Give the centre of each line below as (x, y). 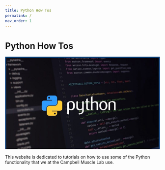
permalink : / (18, 16)
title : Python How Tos (28, 10)
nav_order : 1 (18, 21)
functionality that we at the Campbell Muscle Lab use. (59, 162)
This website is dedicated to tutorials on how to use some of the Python (78, 157)
